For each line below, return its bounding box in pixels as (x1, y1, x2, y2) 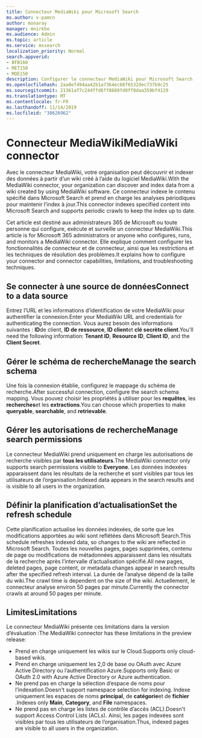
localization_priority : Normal (6, 48, 85, 54)
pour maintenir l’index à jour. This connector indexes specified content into (6, 201, 191, 208)
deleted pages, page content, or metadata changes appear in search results (6, 564, 195, 571)
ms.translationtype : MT (6, 93, 66, 99)
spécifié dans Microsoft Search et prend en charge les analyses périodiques (6, 194, 196, 202)
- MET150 (6, 65, 28, 71)
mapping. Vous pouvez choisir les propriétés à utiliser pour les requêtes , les (6, 394, 196, 402)
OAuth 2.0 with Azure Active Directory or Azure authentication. (14, 673, 171, 681)
